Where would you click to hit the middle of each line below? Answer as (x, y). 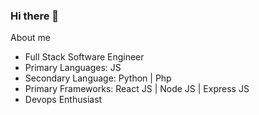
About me (30, 38)
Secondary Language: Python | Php (98, 78)
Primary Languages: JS (73, 68)
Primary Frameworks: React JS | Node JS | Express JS (137, 89)
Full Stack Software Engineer (84, 57)
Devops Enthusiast (63, 100)
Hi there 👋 (35, 16)
